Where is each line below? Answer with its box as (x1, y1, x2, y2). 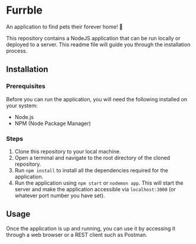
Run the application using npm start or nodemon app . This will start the (14, 179, 184, 187)
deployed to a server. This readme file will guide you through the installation (6, 41, 191, 48)
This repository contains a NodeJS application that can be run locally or (6, 34, 181, 41)
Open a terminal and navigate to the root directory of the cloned (14, 154, 170, 161)
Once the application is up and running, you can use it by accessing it (6, 224, 175, 232)
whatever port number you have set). (14, 192, 105, 199)
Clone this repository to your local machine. (14, 147, 121, 155)
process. (6, 47, 28, 54)
